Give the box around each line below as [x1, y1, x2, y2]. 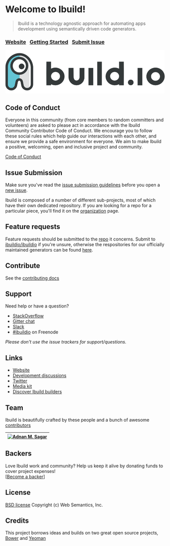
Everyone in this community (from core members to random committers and [5, 117, 164, 123]
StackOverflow [12, 313, 44, 319]
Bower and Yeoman [5, 535, 46, 541]
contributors [5, 422, 31, 428]
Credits [5, 517, 29, 525]
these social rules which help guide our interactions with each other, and [5, 133, 157, 139]
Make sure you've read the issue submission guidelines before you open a [5, 182, 160, 188]
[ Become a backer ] [5, 473, 46, 480]
